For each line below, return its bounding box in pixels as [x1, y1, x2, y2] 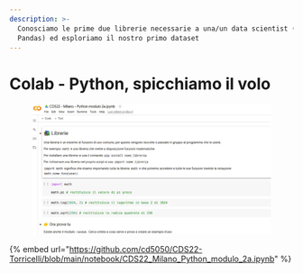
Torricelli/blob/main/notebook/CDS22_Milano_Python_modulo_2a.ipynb [9, 253, 275, 265]
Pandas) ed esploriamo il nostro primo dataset [17, 33, 200, 42]
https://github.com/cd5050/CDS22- [69, 244, 203, 255]
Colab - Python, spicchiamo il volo [9, 73, 271, 94]
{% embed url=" [9, 244, 70, 255]
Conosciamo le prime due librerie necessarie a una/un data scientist [17, 23, 289, 33]
